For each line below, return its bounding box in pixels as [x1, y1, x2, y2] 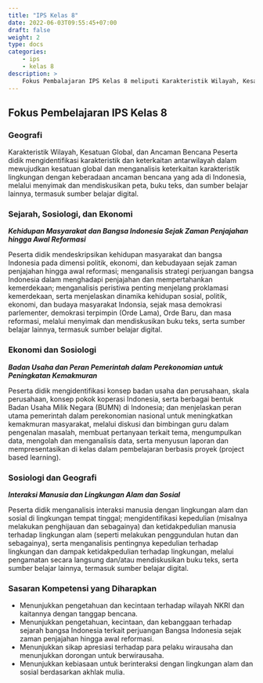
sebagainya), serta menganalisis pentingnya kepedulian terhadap [8, 539, 219, 548]
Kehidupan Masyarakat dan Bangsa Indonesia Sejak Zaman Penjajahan [8, 227, 249, 236]
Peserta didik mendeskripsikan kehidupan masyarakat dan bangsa [8, 250, 222, 260]
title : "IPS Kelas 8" [8, 11, 79, 20]
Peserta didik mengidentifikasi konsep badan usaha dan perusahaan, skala [8, 386, 250, 395]
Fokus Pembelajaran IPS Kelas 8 [8, 106, 168, 119]
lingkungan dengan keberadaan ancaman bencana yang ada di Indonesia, [8, 173, 247, 182]
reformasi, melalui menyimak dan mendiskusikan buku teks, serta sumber [8, 317, 245, 326]
